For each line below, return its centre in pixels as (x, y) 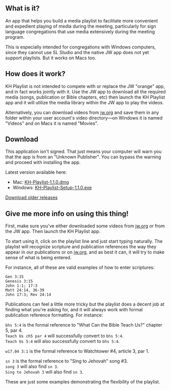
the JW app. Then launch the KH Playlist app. (53, 232)
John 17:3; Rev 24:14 (28, 295)
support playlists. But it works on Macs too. (51, 58)
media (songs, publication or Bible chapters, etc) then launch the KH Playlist (85, 97)
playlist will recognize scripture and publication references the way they (81, 247)
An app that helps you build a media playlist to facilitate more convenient (82, 20)
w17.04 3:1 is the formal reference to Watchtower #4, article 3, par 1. (77, 351)
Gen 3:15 (15, 277)
